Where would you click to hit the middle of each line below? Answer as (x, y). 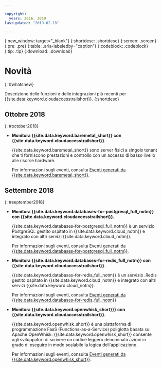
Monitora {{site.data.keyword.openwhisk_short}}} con (68, 309)
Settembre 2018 (29, 190)
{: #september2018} (25, 202)
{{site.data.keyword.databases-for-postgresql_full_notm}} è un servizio (83, 226)
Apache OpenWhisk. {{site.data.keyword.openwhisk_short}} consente (81, 334)
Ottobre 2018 (25, 114)
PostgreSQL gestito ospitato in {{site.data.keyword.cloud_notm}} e (78, 231)
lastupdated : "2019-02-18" (32, 23)
